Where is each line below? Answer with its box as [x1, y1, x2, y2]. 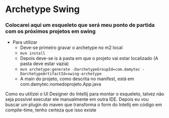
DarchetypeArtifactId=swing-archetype [20, 72, 102, 77]
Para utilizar [12, 39, 38, 45]
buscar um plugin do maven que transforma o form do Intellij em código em [5, 102, 162, 108]
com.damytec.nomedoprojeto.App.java [20, 81, 101, 87]
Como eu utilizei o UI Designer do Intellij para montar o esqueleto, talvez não [5, 91, 164, 97]
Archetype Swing [5, 4, 80, 15]
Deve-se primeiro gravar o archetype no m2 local [20, 44, 123, 51]
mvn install [20, 51, 45, 56]
